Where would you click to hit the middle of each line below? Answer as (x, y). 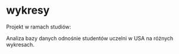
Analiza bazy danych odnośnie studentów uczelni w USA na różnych (90, 38)
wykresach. (20, 45)
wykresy (28, 10)
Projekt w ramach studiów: (39, 27)
